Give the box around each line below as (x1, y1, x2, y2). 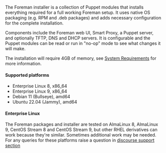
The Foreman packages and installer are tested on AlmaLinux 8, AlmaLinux (5, 122, 158, 128)
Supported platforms (5, 72, 50, 78)
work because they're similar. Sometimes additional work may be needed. (5, 132, 157, 138)
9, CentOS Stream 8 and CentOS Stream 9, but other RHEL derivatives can (5, 127, 158, 133)
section (5, 143, 21, 149)
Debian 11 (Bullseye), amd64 (12, 94, 71, 100)
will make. (5, 46, 26, 51)
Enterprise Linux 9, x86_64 (12, 88, 67, 94)
